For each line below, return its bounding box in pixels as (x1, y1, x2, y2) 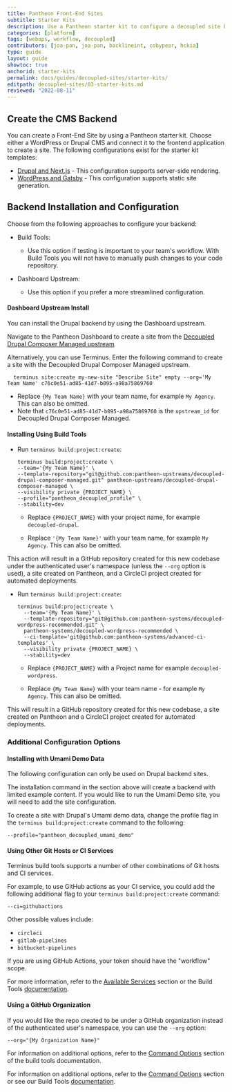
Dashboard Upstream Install (7, 303, 90, 312)
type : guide (7, 49, 41, 56)
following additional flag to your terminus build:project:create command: (7, 889, 220, 898)
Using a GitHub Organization (7, 1001, 91, 1009)
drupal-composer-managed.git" (17, 477, 105, 484)
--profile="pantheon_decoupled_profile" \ (17, 495, 142, 502)
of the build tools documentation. (7, 1056, 101, 1064)
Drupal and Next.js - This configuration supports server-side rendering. (17, 167, 221, 175)
